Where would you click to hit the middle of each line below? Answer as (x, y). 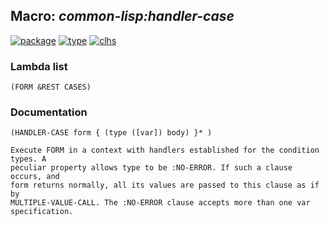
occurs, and (35, 177)
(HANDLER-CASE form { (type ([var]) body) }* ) (111, 133)
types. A (28, 159)
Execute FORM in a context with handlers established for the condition (165, 150)
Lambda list (39, 66)
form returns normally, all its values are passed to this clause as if (165, 185)
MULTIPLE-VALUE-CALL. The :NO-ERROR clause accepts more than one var (160, 203)
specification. (42, 212)
